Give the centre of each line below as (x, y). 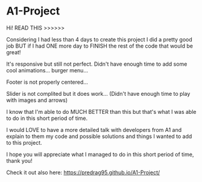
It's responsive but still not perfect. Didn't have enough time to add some (97, 64)
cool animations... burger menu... (47, 70)
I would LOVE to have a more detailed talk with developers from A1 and (94, 130)
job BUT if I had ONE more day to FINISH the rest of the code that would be (99, 46)
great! (14, 52)
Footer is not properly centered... (47, 82)
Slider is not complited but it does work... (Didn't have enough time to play (98, 93)
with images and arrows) (37, 100)
